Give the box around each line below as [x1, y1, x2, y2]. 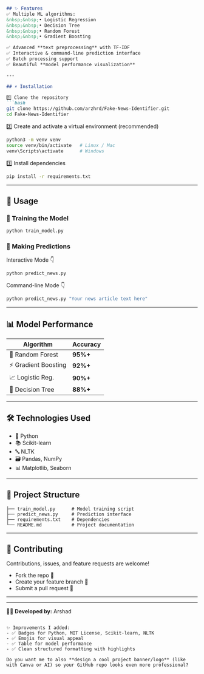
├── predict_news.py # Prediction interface [6, 511, 132, 517]
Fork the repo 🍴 [15, 572, 55, 579]
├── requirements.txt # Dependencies [6, 516, 110, 523]
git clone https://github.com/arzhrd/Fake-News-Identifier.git [6, 106, 170, 112]
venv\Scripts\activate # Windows [6, 148, 104, 154]
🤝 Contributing [6, 543, 63, 554]
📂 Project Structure [6, 490, 80, 500]
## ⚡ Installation [6, 83, 53, 89]
